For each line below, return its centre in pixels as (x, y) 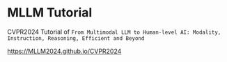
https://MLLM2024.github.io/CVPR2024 (64, 51)
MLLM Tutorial (50, 13)
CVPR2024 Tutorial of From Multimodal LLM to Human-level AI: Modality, (114, 32)
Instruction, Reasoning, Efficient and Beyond (76, 38)
